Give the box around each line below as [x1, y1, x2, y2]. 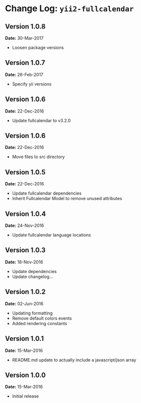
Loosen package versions [12, 45, 64, 50]
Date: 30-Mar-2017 [5, 35, 44, 41]
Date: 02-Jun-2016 [5, 300, 44, 307]
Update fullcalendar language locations [12, 232, 91, 238]
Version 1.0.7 [5, 59, 45, 67]
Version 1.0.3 [5, 246, 46, 255]
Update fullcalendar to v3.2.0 [12, 117, 71, 123]
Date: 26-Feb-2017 [5, 72, 44, 77]
